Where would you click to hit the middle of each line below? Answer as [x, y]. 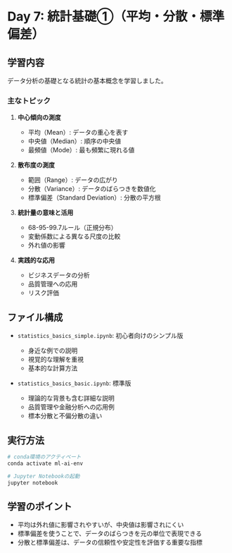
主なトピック [29, 100]
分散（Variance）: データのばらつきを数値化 [92, 189]
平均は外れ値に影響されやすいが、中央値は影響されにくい [101, 525]
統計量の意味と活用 [45, 213]
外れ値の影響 [46, 245]
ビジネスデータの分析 [59, 275]
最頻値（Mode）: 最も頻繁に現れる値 [81, 150]
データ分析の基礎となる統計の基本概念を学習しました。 [87, 81]
